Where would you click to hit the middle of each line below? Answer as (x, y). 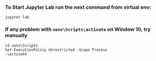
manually (16, 35)
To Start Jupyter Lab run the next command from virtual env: (78, 7)
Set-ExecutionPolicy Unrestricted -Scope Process (56, 50)
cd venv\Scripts (21, 46)
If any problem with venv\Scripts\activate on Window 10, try (78, 30)
